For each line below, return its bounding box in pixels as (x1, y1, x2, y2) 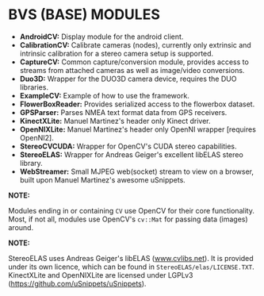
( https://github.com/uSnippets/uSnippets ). (8, 279, 147, 288)
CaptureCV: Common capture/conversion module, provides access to (19, 57, 250, 67)
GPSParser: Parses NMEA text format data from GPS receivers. (19, 107, 228, 117)
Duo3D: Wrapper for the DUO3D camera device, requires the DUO (19, 74, 237, 83)
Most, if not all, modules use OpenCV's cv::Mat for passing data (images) (8, 214, 248, 224)
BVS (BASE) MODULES (8, 6, 161, 24)
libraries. (19, 82, 49, 92)
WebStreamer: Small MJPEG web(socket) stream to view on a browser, (19, 167, 254, 176)
